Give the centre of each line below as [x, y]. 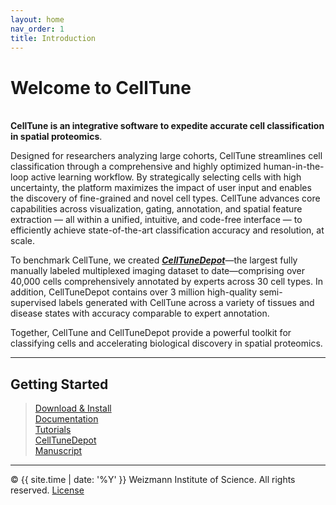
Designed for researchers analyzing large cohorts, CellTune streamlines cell [166, 156]
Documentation [66, 419]
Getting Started [59, 384]
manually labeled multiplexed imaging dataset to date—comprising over [158, 271]
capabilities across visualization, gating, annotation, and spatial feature [156, 209]
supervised [33, 303]
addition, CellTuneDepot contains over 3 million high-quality [134, 292]
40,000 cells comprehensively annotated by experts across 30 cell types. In [167, 282]
